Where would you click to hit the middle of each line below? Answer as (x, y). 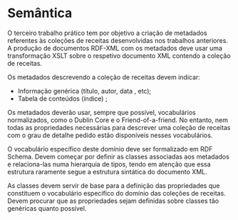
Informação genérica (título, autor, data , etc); (84, 91)
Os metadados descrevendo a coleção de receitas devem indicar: (104, 77)
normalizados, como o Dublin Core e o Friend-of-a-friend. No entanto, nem (118, 120)
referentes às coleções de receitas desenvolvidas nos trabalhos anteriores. (118, 40)
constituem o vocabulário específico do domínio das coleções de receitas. (117, 193)
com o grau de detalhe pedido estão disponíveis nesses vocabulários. (110, 135)
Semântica (40, 13)
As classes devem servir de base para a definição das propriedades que (114, 185)
